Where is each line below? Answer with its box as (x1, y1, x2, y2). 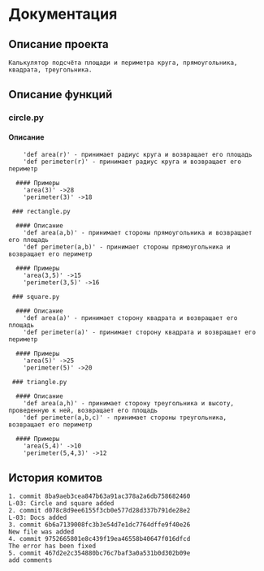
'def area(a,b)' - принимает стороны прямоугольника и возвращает (23, 228, 253, 236)
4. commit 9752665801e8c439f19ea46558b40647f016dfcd (8, 535, 191, 543)
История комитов (8, 470, 103, 484)
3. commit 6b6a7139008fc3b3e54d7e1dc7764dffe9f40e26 (8, 521, 191, 529)
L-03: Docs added (8, 513, 67, 522)
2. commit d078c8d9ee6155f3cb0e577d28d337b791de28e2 (8, 507, 191, 515)
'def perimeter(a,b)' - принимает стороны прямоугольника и (23, 243, 231, 251)
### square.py (11, 292, 60, 301)
